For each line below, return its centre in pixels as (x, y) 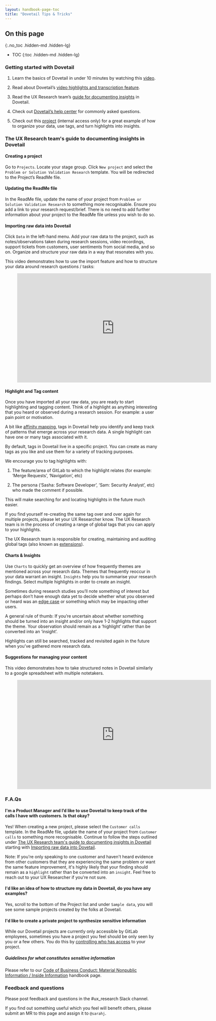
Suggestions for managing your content (46, 657)
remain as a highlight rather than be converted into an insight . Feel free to (80, 872)
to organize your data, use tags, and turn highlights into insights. (76, 126)
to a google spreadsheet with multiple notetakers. (54, 673)
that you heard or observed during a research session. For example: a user (79, 412)
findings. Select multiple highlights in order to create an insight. (68, 582)
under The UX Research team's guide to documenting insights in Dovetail (78, 842)
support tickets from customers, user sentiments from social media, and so (80, 247)
